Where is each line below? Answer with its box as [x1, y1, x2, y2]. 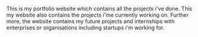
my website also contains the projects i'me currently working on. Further [6, 11, 189, 18]
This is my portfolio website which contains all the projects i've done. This [6, 5, 193, 12]
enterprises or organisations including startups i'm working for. [6, 24, 165, 31]
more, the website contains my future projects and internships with [6, 18, 175, 24]
